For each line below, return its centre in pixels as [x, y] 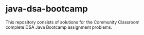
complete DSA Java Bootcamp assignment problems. [59, 27]
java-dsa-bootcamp [47, 9]
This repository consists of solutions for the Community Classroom [73, 22]
